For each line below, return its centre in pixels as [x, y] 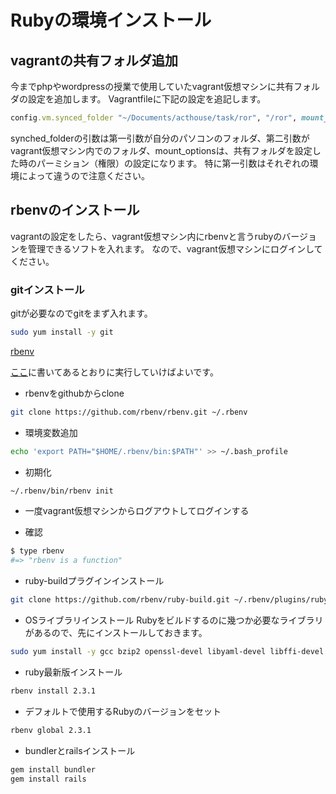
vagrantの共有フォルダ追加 [94, 60]
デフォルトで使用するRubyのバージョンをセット [123, 711]
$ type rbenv [37, 551]
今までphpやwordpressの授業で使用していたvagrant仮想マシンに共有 [152, 86]
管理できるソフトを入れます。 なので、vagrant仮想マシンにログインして [175, 248]
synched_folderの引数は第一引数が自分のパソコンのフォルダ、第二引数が [160, 138]
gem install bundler [53, 769]
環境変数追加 [51, 432]
